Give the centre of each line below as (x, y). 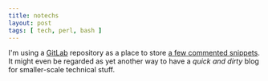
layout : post (30, 23)
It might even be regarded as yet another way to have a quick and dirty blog (134, 61)
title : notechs (34, 15)
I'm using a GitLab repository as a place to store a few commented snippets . (134, 53)
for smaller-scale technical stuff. (62, 70)
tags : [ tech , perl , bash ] (55, 30)
